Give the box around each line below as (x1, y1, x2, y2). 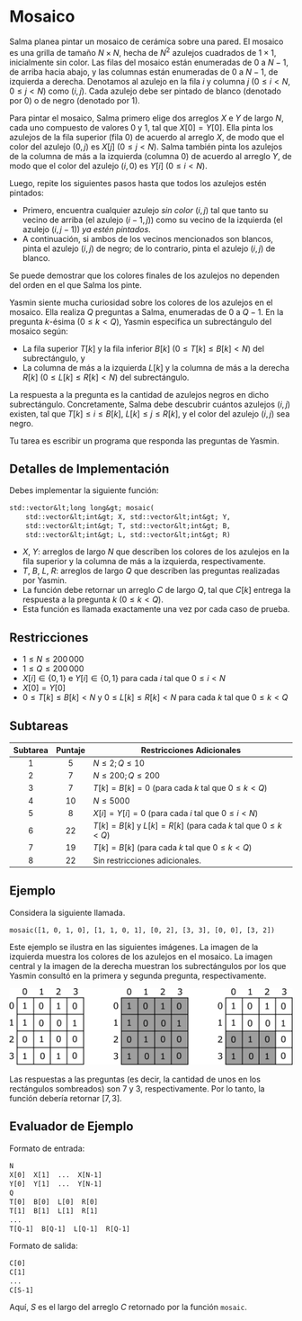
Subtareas (9, 718, 69, 733)
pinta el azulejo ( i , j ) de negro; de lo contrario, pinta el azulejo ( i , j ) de (22, 243, 276, 254)
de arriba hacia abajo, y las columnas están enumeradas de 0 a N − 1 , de (9, 66, 279, 77)
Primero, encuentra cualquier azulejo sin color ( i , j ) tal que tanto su (22, 204, 269, 215)
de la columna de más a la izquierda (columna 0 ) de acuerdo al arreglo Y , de (9, 150, 292, 161)
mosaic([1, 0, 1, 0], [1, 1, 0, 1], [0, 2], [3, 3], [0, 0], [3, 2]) (9, 925, 276, 935)
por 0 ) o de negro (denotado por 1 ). (9, 94, 141, 105)
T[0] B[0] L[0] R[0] (9, 1197, 99, 1207)
